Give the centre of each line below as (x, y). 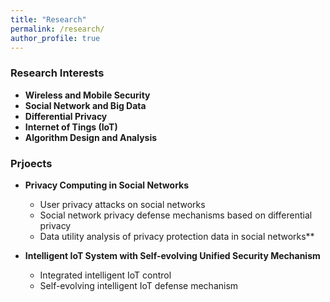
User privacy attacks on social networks (122, 204)
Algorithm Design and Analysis (91, 137)
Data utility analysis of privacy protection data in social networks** (177, 236)
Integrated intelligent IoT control (105, 275)
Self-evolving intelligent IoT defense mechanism (139, 285)
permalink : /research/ (57, 29)
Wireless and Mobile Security (87, 95)
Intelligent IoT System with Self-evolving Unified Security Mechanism (172, 255)
